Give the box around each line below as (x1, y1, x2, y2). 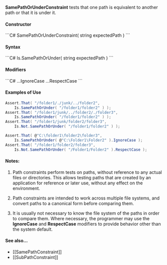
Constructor (5, 21, 32, 27)
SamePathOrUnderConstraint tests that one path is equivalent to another (5, 5, 158, 10)
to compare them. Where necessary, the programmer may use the (12, 215, 150, 221)
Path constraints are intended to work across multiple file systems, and (12, 195, 160, 201)
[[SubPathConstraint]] (12, 254, 58, 260)
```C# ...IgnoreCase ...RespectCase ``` (5, 78, 83, 84)
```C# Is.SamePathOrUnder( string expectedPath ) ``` (5, 55, 114, 61)
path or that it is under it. (5, 10, 56, 16)
